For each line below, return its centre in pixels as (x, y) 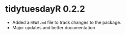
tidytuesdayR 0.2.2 (45, 9)
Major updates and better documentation (54, 27)
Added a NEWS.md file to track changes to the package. (67, 22)
